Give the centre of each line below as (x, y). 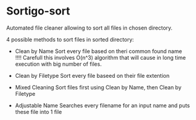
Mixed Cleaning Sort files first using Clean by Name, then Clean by (98, 87)
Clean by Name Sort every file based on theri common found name (99, 51)
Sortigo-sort (38, 11)
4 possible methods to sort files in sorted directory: (70, 39)
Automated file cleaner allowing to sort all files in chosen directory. (90, 28)
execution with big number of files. (58, 64)
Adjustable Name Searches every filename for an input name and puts (103, 105)
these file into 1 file (38, 112)
